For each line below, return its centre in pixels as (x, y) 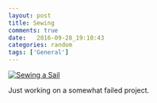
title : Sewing (32, 23)
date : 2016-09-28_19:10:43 (56, 38)
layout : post (30, 15)
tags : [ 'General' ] (38, 52)
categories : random (40, 45)
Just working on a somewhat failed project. (79, 90)
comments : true (33, 30)
